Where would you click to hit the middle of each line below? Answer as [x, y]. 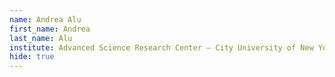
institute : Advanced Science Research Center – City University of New [161, 47]
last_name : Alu [41, 38]
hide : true [32, 57]
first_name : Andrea [50, 29]
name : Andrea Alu [45, 19]
